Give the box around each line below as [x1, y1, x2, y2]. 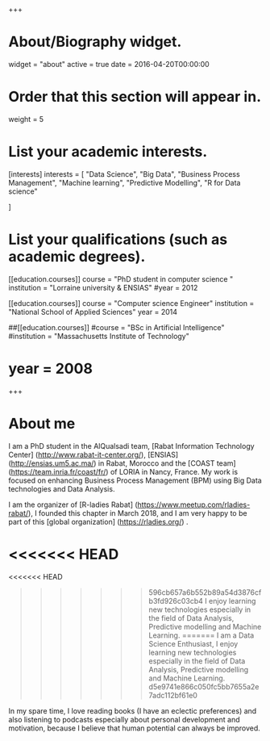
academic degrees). [8, 248, 146, 266]
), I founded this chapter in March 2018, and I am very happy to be [27, 508, 247, 517]
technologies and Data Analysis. [8, 484, 115, 493]
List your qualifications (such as [8, 231, 228, 249]
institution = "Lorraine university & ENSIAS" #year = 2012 [8, 283, 198, 292]
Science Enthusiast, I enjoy [148, 638, 239, 648]
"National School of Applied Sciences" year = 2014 [8, 307, 177, 316]
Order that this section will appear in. [8, 88, 262, 106]
